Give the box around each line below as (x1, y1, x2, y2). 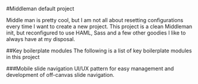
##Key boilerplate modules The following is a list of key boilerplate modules (6, 47, 192, 54)
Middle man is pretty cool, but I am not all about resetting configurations (6, 17, 184, 23)
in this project (6, 54, 40, 60)
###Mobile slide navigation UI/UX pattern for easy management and (6, 65, 174, 72)
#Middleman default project (6, 5, 75, 12)
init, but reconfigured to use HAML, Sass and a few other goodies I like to (6, 29, 186, 36)
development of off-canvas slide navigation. (6, 71, 115, 78)
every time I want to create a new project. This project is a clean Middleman (6, 23, 193, 30)
